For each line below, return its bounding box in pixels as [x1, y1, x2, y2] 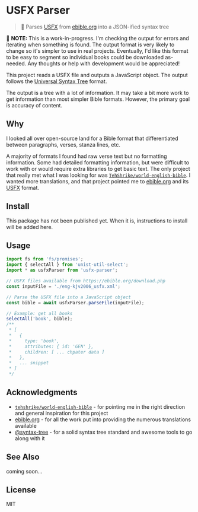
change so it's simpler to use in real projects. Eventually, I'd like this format [6, 47, 189, 54]
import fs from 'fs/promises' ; [6, 256, 84, 262]
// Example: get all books [6, 310, 73, 316]
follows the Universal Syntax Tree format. [6, 78, 107, 85]
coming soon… [6, 468, 43, 475]
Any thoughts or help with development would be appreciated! [27, 60, 180, 67]
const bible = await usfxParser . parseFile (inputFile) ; [6, 300, 145, 306]
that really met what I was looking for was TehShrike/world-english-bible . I [6, 171, 191, 179]
